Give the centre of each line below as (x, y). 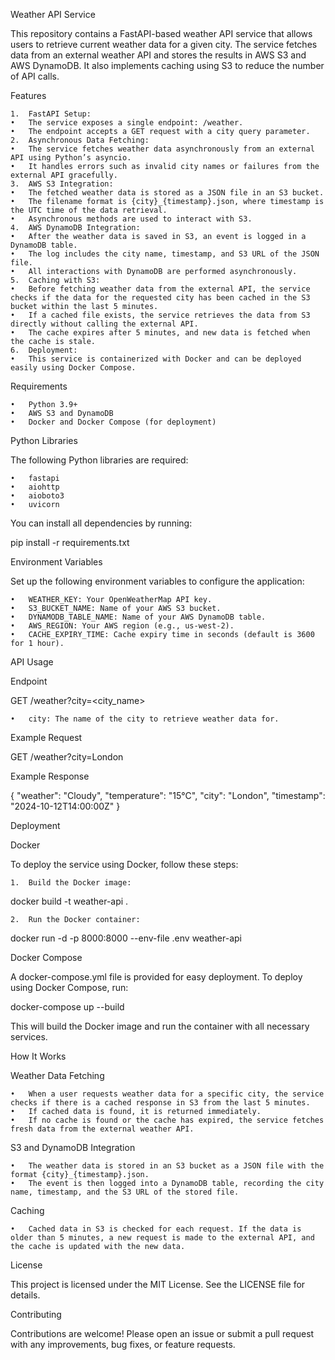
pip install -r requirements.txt (70, 542)
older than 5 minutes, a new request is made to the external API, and (162, 1238)
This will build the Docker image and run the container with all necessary (160, 1026)
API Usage (32, 662)
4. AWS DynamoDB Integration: (75, 228)
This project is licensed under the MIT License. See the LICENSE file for (158, 1284)
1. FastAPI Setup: (51, 114)
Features (28, 95)
